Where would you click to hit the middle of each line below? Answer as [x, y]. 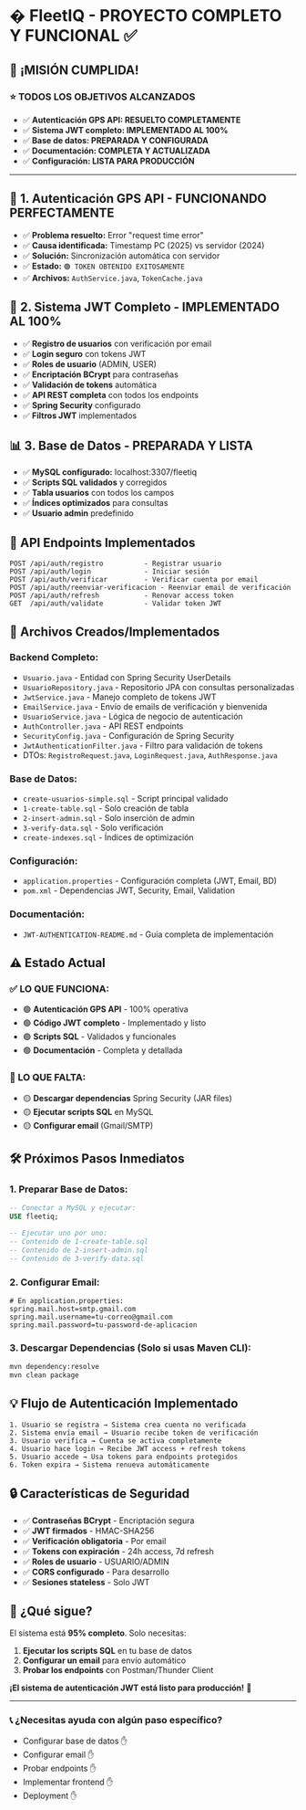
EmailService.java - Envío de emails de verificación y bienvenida [145, 706]
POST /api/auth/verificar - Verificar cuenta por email [134, 580]
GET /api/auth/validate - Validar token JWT [116, 604]
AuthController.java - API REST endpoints [103, 726]
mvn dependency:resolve [55, 1367]
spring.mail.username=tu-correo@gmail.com [91, 1317]
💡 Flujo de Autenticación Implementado [124, 1404]
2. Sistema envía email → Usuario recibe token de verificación [134, 1433]
